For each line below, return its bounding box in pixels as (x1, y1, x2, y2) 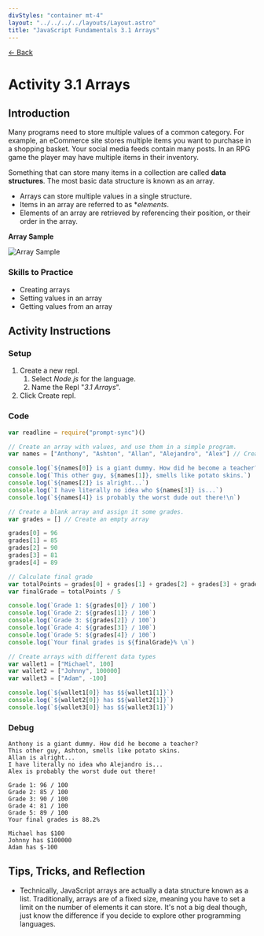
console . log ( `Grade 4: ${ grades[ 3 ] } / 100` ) (8, 624, 156, 632)
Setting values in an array (19, 293, 102, 303)
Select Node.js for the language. (31, 374, 136, 384)
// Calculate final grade (8, 573, 93, 581)
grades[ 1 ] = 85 (8, 537, 58, 544)
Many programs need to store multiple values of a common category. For (8, 128, 245, 137)
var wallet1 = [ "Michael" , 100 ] (8, 659, 114, 668)
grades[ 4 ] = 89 (8, 559, 58, 566)
